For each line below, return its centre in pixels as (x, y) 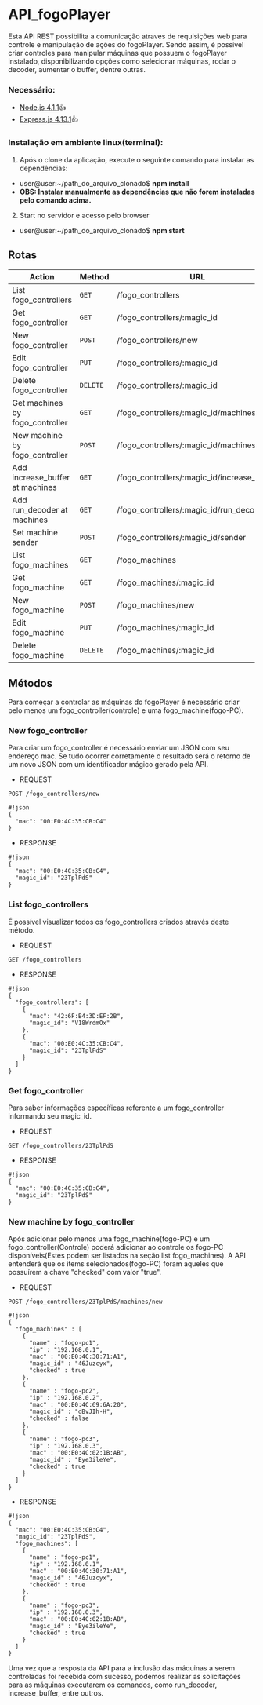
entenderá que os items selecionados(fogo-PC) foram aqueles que (116, 1264)
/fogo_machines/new (156, 605)
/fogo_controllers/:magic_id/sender (182, 538)
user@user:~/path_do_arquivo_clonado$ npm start (102, 230)
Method (94, 277)
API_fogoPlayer (59, 15)
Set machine (35, 533)
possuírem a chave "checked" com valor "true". (85, 1272)
